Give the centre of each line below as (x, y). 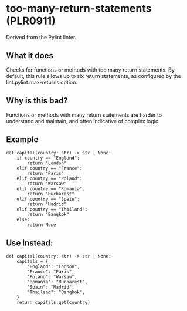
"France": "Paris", (51, 272)
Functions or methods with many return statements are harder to (84, 115)
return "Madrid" (47, 204)
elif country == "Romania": (51, 189)
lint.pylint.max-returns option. (42, 82)
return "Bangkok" (48, 215)
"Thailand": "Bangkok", (56, 292)
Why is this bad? (37, 101)
